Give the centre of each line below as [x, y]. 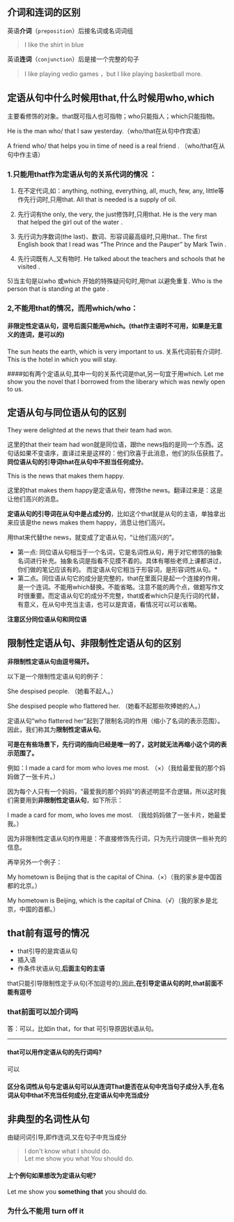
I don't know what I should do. [68, 1151]
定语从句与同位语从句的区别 [67, 413]
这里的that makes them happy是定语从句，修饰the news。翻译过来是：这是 [115, 490]
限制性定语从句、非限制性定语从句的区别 [94, 643]
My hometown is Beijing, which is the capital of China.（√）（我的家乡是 [110, 900]
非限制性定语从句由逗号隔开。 [50, 661]
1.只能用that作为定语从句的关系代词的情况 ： [82, 174]
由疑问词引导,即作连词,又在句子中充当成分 [67, 1137]
